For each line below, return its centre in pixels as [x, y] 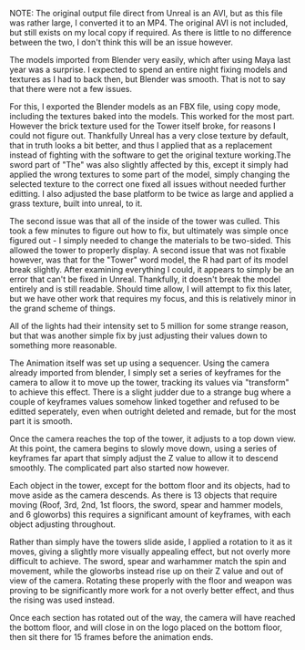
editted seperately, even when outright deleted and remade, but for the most [153, 411]
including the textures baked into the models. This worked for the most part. [152, 116]
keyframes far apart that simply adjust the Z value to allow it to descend [144, 458]
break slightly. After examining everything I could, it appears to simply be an [152, 269]
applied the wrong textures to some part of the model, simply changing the [150, 174]
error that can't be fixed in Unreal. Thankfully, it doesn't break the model [145, 279]
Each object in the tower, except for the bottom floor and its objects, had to [150, 485]
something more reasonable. [63, 345]
